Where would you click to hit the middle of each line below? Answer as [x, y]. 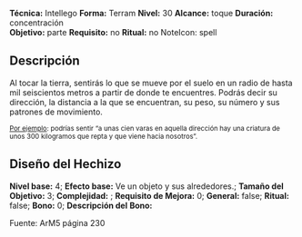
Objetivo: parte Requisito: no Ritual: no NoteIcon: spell [113, 32]
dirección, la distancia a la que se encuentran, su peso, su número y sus [145, 102]
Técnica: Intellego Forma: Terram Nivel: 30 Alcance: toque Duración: [141, 13]
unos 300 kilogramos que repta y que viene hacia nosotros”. [104, 136]
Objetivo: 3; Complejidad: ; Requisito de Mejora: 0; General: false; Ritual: [149, 195]
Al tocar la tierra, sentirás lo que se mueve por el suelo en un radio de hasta [151, 83]
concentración [36, 23]
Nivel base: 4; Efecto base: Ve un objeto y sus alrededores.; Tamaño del [146, 186]
